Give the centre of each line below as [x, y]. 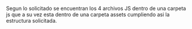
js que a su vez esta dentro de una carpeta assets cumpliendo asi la [88, 14]
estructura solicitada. [32, 21]
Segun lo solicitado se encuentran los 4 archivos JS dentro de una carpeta [96, 8]
